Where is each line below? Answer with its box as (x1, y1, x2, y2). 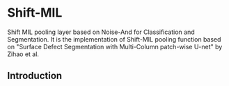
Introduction (7, 70, 63, 82)
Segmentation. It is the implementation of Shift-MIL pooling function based (7, 35, 221, 43)
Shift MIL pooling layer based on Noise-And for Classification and (7, 28, 195, 36)
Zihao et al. (7, 50, 40, 58)
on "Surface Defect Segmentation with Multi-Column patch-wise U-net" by (7, 42, 223, 51)
